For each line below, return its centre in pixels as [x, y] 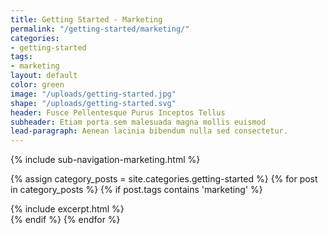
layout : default [44, 76]
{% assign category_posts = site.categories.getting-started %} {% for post [164, 179]
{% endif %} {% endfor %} [65, 220]
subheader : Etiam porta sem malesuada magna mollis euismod [138, 122]
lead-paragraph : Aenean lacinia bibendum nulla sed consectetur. [149, 131]
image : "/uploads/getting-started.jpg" [93, 94]
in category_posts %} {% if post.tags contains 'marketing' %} [136, 190]
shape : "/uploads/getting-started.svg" [93, 103]
